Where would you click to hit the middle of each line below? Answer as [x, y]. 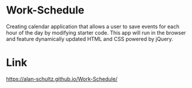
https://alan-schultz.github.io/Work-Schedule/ [62, 79]
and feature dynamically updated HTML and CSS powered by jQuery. [90, 39]
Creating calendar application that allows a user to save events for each [93, 26]
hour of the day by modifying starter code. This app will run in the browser [96, 32]
